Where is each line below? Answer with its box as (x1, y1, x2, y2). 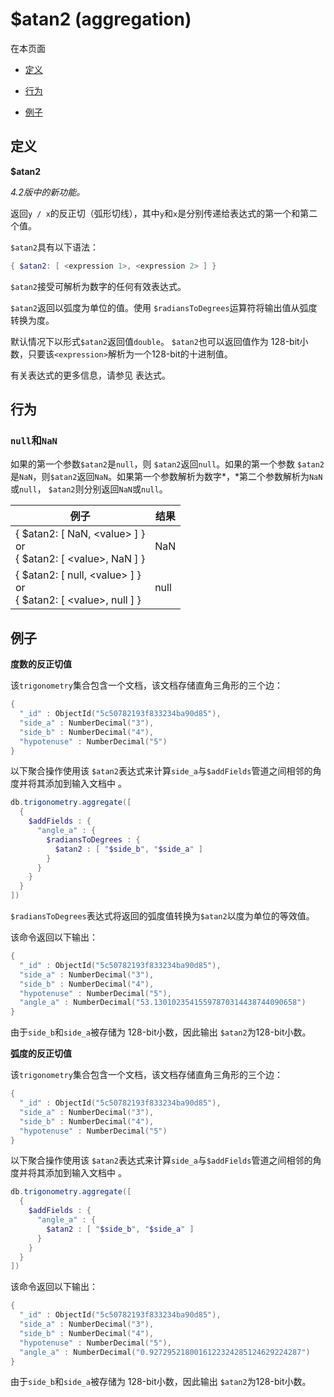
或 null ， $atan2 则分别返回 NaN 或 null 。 (10, 483, 168, 495)
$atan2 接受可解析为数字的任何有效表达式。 (10, 280, 187, 292)
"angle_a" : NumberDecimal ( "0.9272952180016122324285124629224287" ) (19, 1347, 311, 1357)
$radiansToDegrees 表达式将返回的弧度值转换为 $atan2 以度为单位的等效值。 (10, 910, 315, 922)
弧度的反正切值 (10, 1048, 72, 1060)
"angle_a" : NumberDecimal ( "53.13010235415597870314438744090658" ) (19, 998, 307, 1008)
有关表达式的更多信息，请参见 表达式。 (10, 369, 171, 381)
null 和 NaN (10, 433, 58, 447)
